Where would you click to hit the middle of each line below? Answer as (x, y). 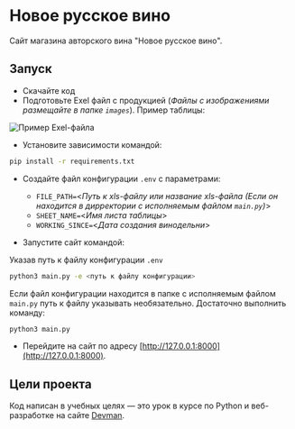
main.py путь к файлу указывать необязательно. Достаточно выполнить (148, 303)
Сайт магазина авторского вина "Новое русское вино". (116, 41)
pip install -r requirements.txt (72, 161)
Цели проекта (51, 384)
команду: (27, 313)
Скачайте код (49, 90)
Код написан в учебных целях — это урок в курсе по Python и (129, 406)
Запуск (31, 69)
